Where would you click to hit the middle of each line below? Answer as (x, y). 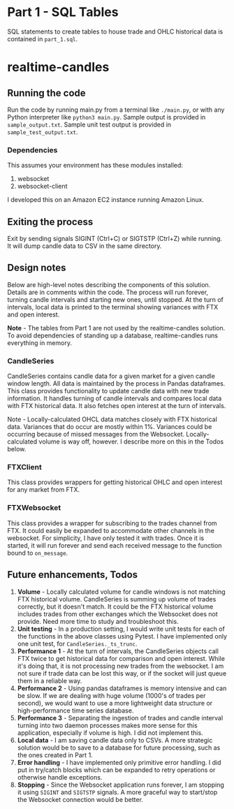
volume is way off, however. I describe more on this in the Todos (131, 442)
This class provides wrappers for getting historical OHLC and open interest (115, 482)
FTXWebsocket (34, 508)
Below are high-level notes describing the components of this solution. (109, 284)
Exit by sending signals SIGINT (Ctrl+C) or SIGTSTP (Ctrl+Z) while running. (115, 239)
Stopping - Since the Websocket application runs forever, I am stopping (121, 785)
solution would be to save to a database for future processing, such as (119, 748)
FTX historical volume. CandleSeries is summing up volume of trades (117, 599)
